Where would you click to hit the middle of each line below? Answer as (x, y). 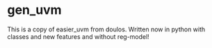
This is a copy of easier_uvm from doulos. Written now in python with (106, 29)
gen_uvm (34, 10)
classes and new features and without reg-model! (78, 36)
